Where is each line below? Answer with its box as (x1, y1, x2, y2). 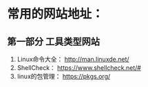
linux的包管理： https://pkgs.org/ (17, 73, 111, 80)
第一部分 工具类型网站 (7, 36, 100, 47)
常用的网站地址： (7, 6, 105, 22)
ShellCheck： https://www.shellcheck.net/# (17, 64, 141, 72)
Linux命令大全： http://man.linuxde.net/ (17, 55, 129, 63)
